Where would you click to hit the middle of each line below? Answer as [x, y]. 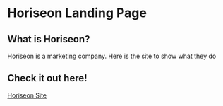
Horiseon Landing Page [77, 13]
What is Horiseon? [49, 39]
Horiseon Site [27, 95]
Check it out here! [47, 78]
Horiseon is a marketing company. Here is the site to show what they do [112, 56]
